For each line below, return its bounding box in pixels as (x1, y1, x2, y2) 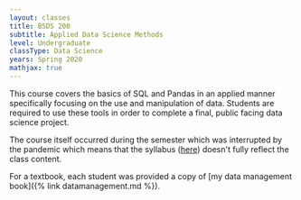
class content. (9, 153, 62, 164)
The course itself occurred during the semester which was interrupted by (9, 134, 283, 145)
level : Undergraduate (9, 38, 91, 48)
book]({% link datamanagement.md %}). (9, 180, 161, 191)
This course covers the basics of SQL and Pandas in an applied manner (9, 87, 276, 99)
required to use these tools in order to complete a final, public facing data (9, 107, 283, 118)
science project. (9, 116, 70, 127)
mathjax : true (9, 64, 63, 73)
